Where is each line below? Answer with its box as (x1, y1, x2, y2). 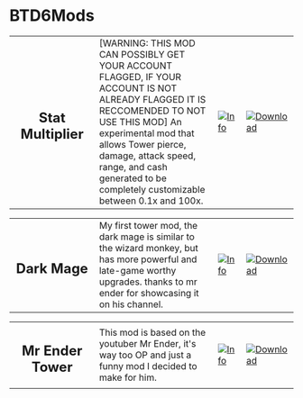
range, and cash (98, 160, 169, 173)
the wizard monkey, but (98, 241, 198, 254)
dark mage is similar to (98, 231, 196, 243)
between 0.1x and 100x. (98, 194, 204, 207)
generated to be (98, 172, 167, 185)
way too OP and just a (98, 348, 192, 361)
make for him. (98, 371, 158, 384)
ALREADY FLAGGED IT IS (98, 93, 207, 105)
